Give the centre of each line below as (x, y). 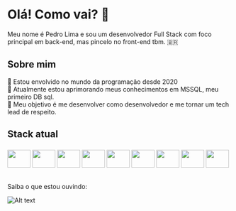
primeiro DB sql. (31, 97)
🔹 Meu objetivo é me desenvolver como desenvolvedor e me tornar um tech (118, 104)
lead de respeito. (32, 112)
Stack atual (33, 134)
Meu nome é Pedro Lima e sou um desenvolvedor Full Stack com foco (109, 34)
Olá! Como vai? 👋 (58, 15)
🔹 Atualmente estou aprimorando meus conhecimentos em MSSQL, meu (113, 89)
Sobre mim (32, 64)
